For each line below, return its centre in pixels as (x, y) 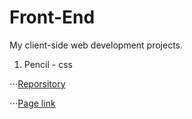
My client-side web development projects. (96, 45)
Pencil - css (48, 64)
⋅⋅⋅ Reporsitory (37, 83)
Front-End (52, 17)
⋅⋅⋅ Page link (32, 103)
